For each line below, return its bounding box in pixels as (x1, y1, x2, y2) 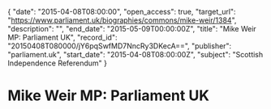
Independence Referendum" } (7, 58, 107, 68)
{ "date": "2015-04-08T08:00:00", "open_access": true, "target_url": (7, 7, 236, 16)
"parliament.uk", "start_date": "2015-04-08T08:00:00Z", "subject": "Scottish (7, 50, 264, 59)
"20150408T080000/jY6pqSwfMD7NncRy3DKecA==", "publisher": (7, 41, 232, 51)
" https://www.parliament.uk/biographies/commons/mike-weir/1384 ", (7, 15, 237, 25)
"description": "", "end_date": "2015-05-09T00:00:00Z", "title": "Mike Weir (7, 24, 256, 33)
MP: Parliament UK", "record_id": (7, 32, 118, 42)
